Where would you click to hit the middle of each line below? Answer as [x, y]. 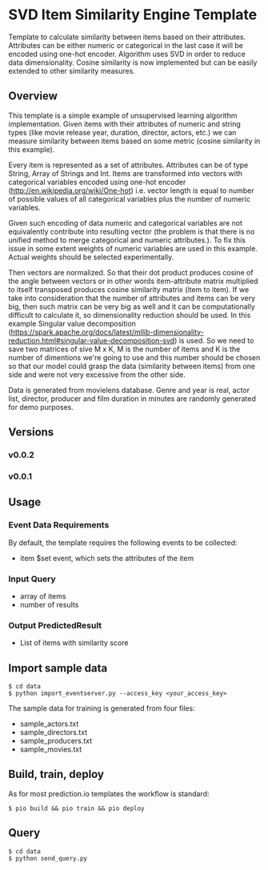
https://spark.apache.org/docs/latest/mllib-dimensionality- [107, 332]
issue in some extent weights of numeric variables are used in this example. [133, 248]
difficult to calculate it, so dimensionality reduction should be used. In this [130, 315]
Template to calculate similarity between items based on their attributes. [127, 37]
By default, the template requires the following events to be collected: [123, 543]
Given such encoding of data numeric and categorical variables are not [125, 223]
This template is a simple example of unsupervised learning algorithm [123, 115]
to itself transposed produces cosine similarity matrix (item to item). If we [129, 289]
